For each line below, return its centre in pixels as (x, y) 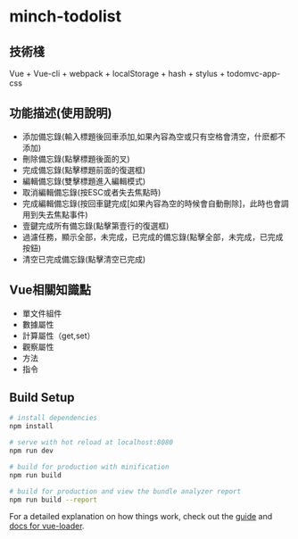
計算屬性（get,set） (58, 336)
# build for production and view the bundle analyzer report (125, 491)
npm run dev (31, 451)
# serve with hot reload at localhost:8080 (91, 443)
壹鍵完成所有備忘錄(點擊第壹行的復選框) (95, 226)
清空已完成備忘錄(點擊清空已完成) (84, 259)
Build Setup (42, 398)
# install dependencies (54, 418)
